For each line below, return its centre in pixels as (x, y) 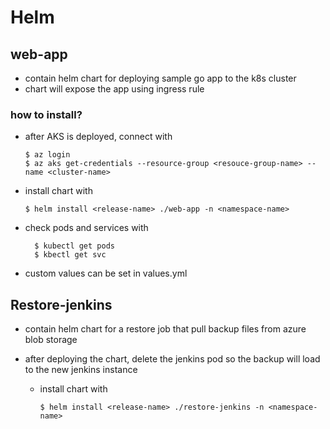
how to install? (46, 114)
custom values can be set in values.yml (106, 273)
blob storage (51, 340)
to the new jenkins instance (81, 370)
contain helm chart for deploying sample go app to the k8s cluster (160, 78)
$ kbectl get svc (70, 255)
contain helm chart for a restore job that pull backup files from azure (165, 329)
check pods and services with (86, 228)
